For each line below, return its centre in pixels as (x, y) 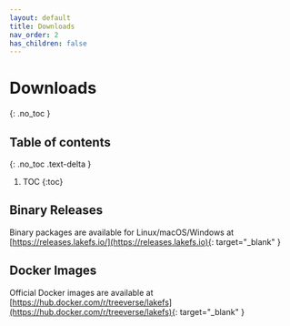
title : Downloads (42, 26)
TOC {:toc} (43, 182)
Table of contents (60, 142)
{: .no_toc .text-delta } (50, 164)
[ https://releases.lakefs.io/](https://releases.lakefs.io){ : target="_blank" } (145, 241)
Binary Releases (56, 210)
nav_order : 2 (34, 35)
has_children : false (49, 43)
